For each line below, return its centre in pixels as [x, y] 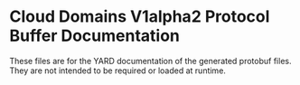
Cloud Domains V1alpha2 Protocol [140, 17]
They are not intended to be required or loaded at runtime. [117, 71]
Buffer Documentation [95, 36]
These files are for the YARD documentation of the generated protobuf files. [150, 61]
